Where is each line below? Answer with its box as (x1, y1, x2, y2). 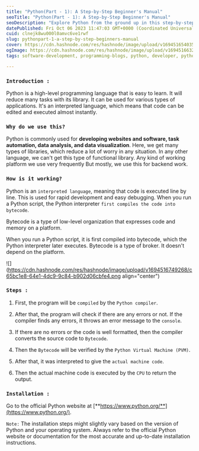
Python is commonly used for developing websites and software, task (6, 135, 179, 142)
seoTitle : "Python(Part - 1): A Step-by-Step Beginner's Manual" (6, 14, 171, 20)
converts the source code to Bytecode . (14, 335, 108, 342)
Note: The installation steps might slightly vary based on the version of (6, 420, 179, 427)
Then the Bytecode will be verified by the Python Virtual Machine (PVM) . (14, 346, 191, 353)
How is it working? (6, 176, 62, 182)
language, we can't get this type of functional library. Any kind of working (6, 154, 185, 161)
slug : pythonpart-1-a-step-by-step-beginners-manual (6, 36, 139, 42)
